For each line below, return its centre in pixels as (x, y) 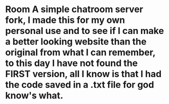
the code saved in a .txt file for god (80, 85)
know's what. (34, 96)
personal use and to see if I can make (85, 31)
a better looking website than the (76, 42)
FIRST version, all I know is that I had (83, 74)
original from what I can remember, (80, 53)
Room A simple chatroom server (74, 9)
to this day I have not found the (72, 63)
